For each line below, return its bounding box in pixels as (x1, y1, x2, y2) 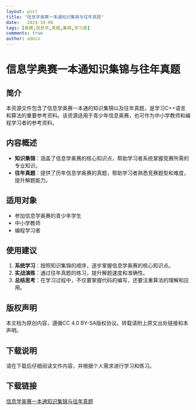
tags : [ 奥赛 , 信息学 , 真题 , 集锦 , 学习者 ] (6, 25, 90, 31)
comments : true (6, 30, 43, 36)
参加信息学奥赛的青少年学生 (14, 212, 82, 219)
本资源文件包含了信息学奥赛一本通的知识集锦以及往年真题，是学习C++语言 (6, 105, 186, 111)
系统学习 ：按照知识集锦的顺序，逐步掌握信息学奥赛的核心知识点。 (14, 262, 174, 269)
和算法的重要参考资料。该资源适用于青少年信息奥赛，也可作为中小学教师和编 (6, 112, 191, 119)
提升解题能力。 (14, 176, 51, 183)
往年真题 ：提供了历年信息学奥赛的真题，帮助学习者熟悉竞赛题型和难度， (14, 169, 189, 176)
